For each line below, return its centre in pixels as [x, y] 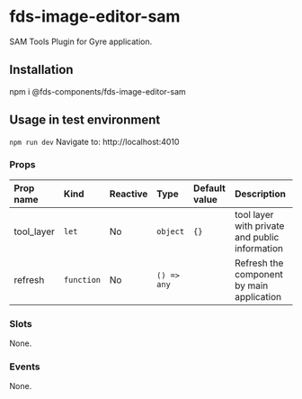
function [82, 280]
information [259, 248]
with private [260, 225]
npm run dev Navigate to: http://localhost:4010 [94, 141]
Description [260, 194]
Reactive [129, 194]
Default [209, 188]
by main [252, 286]
